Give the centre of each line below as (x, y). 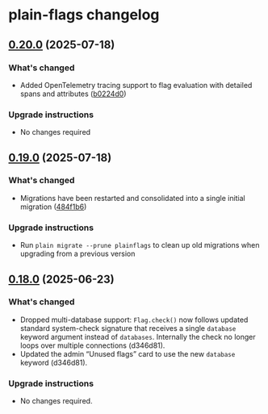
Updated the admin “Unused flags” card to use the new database (128, 353)
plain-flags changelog (84, 15)
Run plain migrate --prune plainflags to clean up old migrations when (140, 245)
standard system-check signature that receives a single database (128, 328)
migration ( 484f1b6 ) (53, 207)
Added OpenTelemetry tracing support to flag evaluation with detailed (136, 85)
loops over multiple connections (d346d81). (92, 345)
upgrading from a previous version (77, 254)
